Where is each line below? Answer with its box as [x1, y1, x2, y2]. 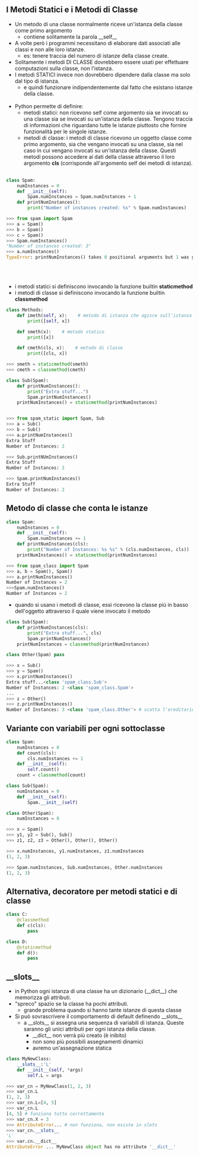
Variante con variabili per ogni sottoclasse [6, 723, 165, 733]
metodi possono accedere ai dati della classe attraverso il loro [23, 153, 175, 160]
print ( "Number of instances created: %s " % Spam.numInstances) [27, 205, 187, 211]
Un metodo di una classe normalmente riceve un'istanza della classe [14, 20, 182, 27]
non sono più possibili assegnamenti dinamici [32, 1038, 143, 1045]
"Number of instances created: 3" [6, 243, 92, 249]
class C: [6, 912, 28, 918]
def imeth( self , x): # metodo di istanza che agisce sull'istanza [17, 312, 192, 319]
